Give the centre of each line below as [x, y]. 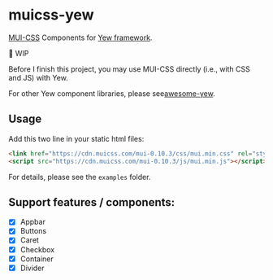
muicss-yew [51, 15]
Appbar [33, 222]
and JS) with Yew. [39, 77]
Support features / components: [92, 202]
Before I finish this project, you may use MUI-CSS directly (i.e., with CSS [129, 69]
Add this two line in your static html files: [76, 138]
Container [37, 259]
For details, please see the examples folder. [80, 177]
